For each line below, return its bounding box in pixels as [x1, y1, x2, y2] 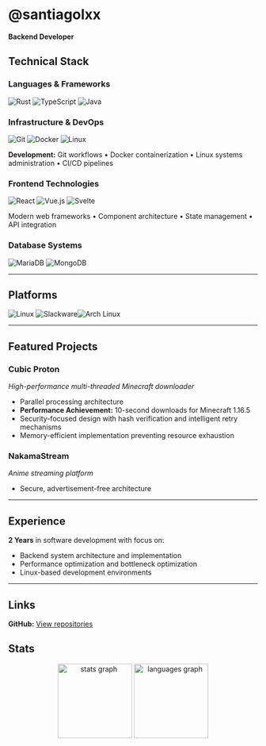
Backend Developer [8, 32, 74, 41]
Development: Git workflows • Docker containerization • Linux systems [8, 149, 243, 160]
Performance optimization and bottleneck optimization [19, 559, 198, 569]
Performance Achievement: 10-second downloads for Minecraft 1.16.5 [19, 406, 251, 415]
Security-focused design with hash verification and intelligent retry [19, 414, 238, 424]
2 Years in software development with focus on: [8, 536, 165, 545]
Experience [8, 514, 66, 528]
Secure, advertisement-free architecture [19, 484, 152, 494]
